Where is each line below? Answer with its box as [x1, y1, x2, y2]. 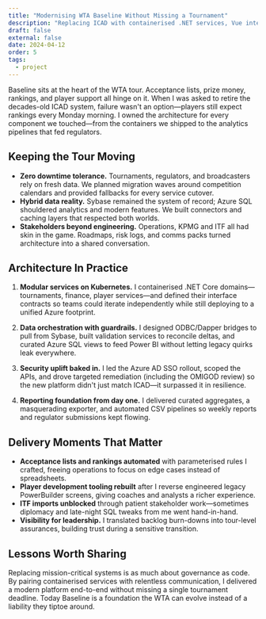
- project [15, 63, 47, 71]
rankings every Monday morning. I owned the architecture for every [8, 110, 230, 120]
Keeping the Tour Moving [8, 150, 136, 163]
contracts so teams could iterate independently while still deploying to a [19, 299, 255, 309]
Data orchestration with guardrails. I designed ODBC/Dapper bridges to [19, 323, 257, 333]
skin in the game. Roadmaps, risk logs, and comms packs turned [19, 230, 231, 239]
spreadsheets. [19, 473, 67, 483]
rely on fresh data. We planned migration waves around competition [19, 179, 241, 189]
